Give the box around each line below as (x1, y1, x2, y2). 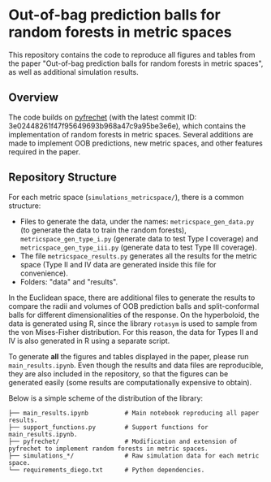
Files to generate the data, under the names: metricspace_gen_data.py (19, 216, 254, 226)
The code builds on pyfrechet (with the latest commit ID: (8, 112, 197, 122)
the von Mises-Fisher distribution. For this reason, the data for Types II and (8, 327, 259, 337)
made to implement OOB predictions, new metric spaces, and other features (8, 138, 264, 148)
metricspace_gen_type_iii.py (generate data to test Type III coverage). (19, 242, 257, 252)
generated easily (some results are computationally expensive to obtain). (8, 377, 252, 387)
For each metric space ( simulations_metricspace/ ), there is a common (8, 192, 244, 202)
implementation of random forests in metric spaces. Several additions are (8, 129, 254, 139)
